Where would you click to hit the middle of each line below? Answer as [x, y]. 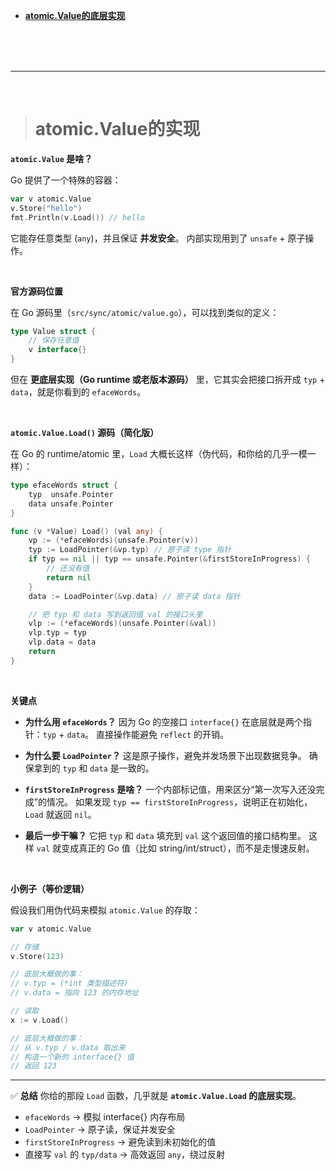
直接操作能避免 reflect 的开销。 [162, 734]
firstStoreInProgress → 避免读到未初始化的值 [120, 1142]
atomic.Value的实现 [117, 129]
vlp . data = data [62, 642]
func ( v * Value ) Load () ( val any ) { [86, 531]
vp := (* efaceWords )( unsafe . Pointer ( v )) [113, 540]
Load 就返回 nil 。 [60, 814]
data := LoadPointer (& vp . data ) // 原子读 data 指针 [134, 596]
